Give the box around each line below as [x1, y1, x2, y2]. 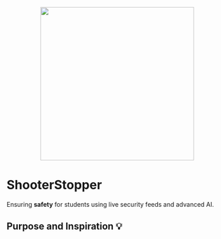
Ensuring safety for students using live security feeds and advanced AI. [6, 200, 215, 208]
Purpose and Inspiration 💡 [6, 221, 123, 233]
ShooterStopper [6, 177, 102, 193]
